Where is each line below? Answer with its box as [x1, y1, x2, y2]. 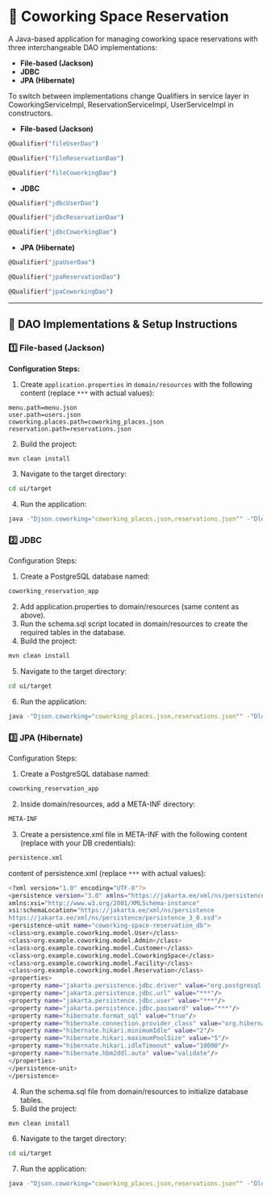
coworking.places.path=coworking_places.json [8, 418, 164, 426]
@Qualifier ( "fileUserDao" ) [8, 139, 99, 148]
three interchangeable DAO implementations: [8, 42, 158, 52]
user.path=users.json [8, 411, 81, 419]
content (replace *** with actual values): [19, 388, 155, 398]
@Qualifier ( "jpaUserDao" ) [8, 259, 95, 267]
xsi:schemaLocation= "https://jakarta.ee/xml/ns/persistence [8, 907, 215, 915]
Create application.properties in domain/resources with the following [19, 379, 252, 389]
